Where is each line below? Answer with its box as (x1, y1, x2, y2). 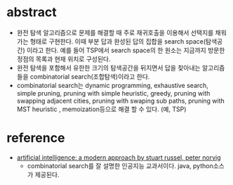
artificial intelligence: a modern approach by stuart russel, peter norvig (16, 153, 222, 162)
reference (6, 130, 65, 146)
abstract (6, 4, 57, 20)
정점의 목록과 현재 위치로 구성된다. (16, 54, 111, 63)
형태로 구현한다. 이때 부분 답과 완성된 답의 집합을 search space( (29, 37, 206, 46)
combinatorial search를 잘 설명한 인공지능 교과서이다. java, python (27, 161, 213, 170)
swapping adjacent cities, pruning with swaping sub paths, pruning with (16, 96, 225, 105)
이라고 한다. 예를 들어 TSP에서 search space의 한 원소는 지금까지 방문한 (26, 46, 225, 54)
